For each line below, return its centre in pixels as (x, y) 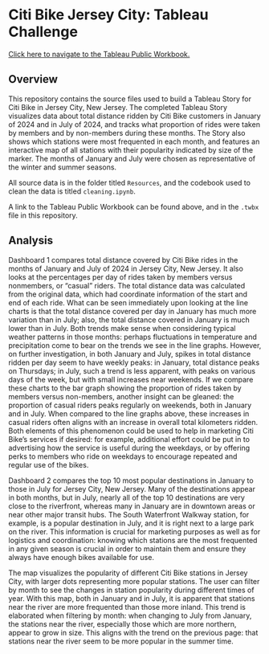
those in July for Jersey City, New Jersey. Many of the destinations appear (132, 488)
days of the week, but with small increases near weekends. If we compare (131, 379)
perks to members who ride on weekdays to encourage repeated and (123, 456)
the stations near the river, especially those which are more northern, (122, 623)
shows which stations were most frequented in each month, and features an (134, 141)
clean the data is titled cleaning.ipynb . (72, 191)
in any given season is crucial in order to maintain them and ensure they (127, 549)
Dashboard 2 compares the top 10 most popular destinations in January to (131, 480)
